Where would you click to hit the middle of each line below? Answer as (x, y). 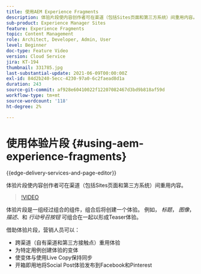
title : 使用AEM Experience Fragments (52, 12)
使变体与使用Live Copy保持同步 (54, 258)
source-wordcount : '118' (37, 101)
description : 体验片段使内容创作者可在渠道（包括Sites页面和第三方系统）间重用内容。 (102, 17)
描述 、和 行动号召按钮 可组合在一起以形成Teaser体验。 (74, 217)
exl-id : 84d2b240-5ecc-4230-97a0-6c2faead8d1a (65, 79)
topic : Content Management (40, 34)
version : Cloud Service (36, 56)
